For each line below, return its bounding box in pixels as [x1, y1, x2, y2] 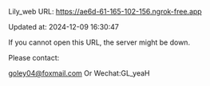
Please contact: [8, 53, 60, 62]
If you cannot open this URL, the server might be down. [8, 37, 190, 47]
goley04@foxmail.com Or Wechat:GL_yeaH [8, 68, 150, 78]
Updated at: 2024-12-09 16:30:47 [8, 22, 120, 31]
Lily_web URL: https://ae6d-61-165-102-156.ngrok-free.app [8, 7, 202, 16]
